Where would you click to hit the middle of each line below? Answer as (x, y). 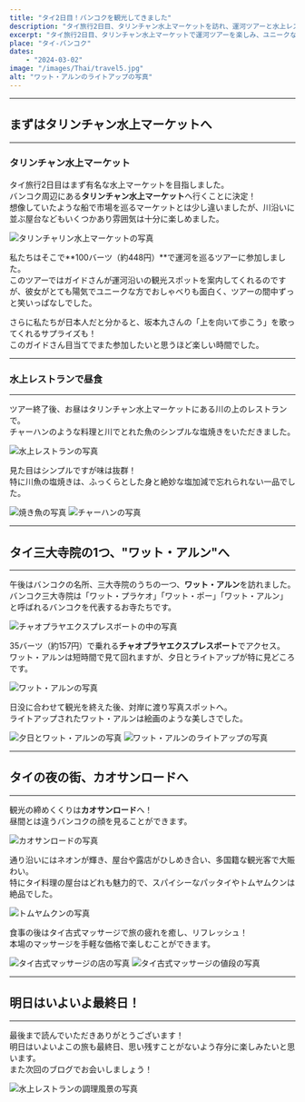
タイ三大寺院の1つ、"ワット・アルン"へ (119, 552)
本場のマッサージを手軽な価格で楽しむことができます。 (113, 943)
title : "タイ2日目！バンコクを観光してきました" (91, 18)
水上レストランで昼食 (56, 379)
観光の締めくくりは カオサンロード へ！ (81, 809)
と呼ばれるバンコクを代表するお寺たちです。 (93, 607)
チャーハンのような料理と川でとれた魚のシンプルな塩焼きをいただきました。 (152, 432)
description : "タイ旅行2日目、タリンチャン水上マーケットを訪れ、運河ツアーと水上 (148, 26)
